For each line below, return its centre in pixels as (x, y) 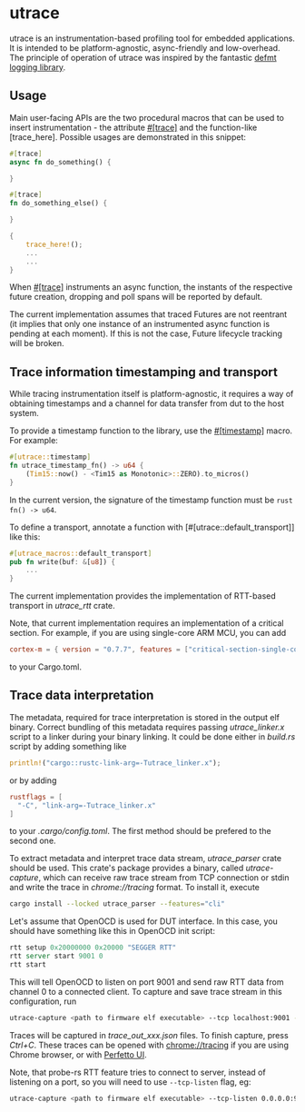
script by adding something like (68, 746)
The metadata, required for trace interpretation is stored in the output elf (144, 717)
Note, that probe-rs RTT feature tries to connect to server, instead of (138, 1072)
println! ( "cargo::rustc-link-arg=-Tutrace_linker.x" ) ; (115, 763)
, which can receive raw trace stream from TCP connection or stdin (164, 878)
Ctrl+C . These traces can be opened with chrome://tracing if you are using (149, 1045)
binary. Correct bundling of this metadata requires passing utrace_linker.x (147, 727)
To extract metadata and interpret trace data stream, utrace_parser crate (146, 859)
